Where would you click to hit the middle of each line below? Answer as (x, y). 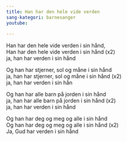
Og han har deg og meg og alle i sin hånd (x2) (63, 125)
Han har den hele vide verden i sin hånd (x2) (61, 52)
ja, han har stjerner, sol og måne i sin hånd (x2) (64, 76)
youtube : (17, 23)
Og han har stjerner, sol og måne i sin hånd (59, 70)
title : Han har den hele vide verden (53, 12)
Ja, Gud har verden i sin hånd (42, 131)
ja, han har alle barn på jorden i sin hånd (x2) (61, 101)
